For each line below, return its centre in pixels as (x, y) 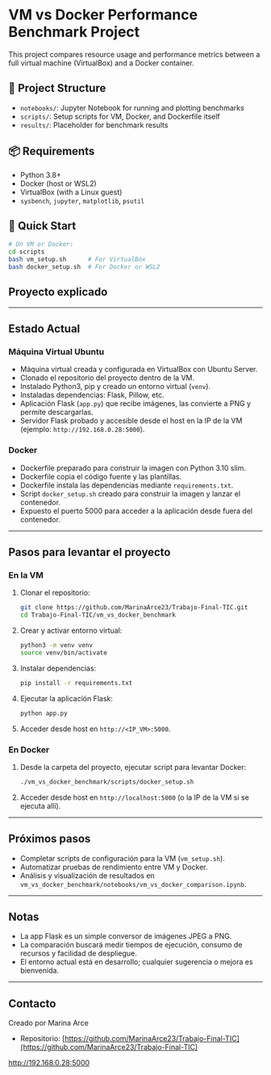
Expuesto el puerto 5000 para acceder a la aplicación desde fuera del (136, 511)
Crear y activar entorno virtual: (71, 630)
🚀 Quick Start (42, 226)
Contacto (32, 1004)
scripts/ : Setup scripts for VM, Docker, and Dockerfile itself (120, 116)
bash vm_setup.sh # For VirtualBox (77, 260)
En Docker (29, 750)
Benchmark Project (74, 32)
